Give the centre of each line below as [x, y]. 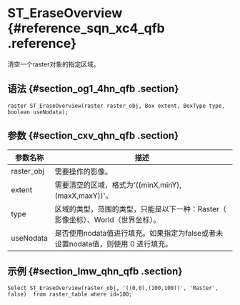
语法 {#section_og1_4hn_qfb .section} [93, 89]
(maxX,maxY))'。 [84, 196]
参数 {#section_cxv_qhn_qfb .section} [93, 136]
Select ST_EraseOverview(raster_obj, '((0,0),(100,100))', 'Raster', [113, 288]
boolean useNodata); [38, 112]
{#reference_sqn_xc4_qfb [86, 28]
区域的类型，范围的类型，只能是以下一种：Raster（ [141, 209]
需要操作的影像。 [83, 171]
